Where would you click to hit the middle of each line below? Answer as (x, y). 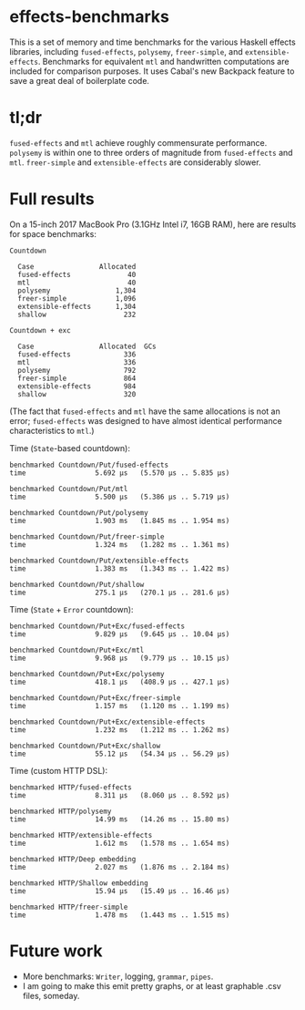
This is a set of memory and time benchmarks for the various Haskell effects (152, 42)
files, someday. (51, 995)
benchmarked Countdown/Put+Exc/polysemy (87, 674)
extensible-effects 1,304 (77, 306)
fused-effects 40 (77, 274)
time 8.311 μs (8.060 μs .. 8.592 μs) (120, 795)
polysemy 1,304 (77, 290)
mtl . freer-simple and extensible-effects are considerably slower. (135, 162)
